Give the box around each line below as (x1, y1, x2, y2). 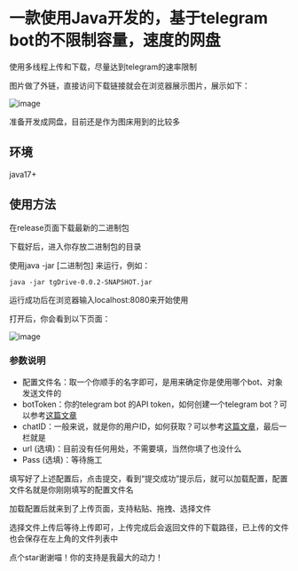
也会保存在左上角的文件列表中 (9, 533, 118, 543)
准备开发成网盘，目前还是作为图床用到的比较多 (9, 116, 180, 127)
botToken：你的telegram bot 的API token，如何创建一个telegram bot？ (21, 399, 280, 409)
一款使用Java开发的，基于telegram (9, 8, 269, 28)
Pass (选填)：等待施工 (21, 454, 103, 464)
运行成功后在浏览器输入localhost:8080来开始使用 (9, 294, 189, 305)
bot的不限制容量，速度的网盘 (9, 30, 222, 51)
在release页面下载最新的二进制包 (9, 222, 130, 233)
